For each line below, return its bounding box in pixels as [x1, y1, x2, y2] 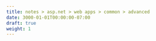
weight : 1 [6, 25, 31, 32]
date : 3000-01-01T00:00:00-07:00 [6, 14, 91, 20]
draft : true [6, 20, 36, 26]
